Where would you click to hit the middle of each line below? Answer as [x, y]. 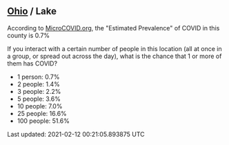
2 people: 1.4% [39, 84]
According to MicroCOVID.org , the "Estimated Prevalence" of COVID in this [113, 28]
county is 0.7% [29, 35]
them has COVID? [32, 63]
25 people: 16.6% [42, 113]
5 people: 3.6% [39, 99]
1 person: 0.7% [38, 77]
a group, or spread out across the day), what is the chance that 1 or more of [114, 56]
